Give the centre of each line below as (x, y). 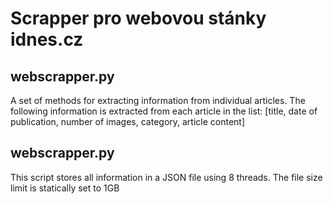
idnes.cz (47, 39)
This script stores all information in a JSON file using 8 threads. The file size (166, 177)
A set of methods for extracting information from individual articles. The (158, 100)
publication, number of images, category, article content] (128, 121)
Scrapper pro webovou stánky (138, 18)
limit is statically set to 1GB (65, 188)
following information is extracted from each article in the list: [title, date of (164, 111)
